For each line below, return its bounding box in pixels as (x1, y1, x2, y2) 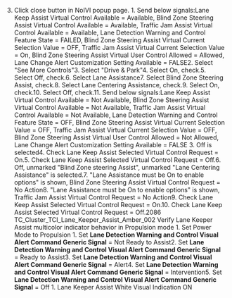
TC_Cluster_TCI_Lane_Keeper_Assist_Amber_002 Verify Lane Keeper (13, 216, 213, 224)
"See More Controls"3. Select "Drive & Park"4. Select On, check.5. (13, 66, 206, 74)
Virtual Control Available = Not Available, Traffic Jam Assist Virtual (13, 104, 206, 111)
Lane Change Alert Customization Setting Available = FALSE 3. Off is (13, 141, 212, 149)
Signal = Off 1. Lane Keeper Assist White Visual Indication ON (13, 283, 193, 291)
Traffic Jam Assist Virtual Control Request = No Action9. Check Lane (13, 193, 213, 201)
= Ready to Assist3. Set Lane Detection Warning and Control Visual (13, 253, 212, 261)
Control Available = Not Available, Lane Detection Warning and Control (13, 111, 218, 119)
